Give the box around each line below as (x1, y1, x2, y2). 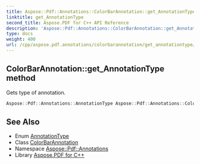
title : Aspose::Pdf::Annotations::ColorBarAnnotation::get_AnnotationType (6, 8, 196, 15)
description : (6, 25, 39, 31)
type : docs (6, 31, 33, 37)
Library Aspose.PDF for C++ (14, 152, 85, 159)
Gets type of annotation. (6, 89, 66, 96)
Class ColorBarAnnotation (14, 139, 79, 146)
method (6, 73, 36, 83)
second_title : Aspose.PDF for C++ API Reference (6, 20, 129, 26)
